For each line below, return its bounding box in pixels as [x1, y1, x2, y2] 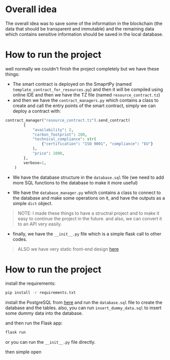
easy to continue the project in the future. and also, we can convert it [17, 215, 162, 221]
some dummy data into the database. [5, 310, 83, 316]
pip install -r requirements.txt [5, 290, 76, 296]
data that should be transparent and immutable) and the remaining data [5, 25, 155, 31]
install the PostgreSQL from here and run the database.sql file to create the [5, 300, 162, 306]
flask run [5, 330, 26, 335]
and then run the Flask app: [5, 320, 63, 326]
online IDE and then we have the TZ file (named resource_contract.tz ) [12, 91, 160, 97]
